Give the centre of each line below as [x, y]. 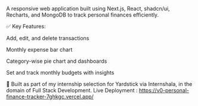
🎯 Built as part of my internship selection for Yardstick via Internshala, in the [99, 84]
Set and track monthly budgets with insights [60, 73]
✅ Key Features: [26, 26]
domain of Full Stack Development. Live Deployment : [72, 90]
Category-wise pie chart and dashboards [57, 61]
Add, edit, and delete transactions [48, 38]
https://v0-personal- [164, 90]
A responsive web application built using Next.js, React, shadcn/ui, [88, 9]
